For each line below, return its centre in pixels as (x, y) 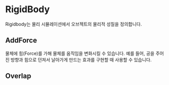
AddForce (21, 40)
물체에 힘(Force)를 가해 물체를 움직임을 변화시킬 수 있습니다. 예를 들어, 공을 (80, 53)
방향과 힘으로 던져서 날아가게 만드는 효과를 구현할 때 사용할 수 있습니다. (81, 60)
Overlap (18, 76)
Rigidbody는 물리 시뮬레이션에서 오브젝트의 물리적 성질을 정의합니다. (74, 24)
